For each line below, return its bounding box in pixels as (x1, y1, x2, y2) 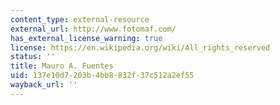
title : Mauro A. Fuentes (10, 61, 114, 71)
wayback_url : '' (10, 80, 78, 90)
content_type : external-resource (10, 14, 150, 25)
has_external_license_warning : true (10, 33, 163, 43)
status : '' (10, 52, 56, 62)
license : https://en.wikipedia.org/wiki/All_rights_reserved (10, 42, 271, 53)
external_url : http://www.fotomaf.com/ (10, 24, 177, 34)
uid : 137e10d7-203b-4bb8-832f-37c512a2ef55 (10, 71, 195, 81)
